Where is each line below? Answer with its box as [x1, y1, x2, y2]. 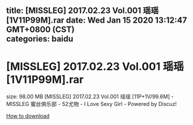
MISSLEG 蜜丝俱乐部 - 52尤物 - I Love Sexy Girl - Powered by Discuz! [6, 101, 177, 108]
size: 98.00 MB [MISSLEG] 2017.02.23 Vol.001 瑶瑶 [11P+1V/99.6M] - [6, 93, 174, 100]
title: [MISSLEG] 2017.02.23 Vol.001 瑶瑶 [6, 5, 159, 16]
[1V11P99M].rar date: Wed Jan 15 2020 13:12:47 [6, 15, 187, 26]
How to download [6, 112, 50, 120]
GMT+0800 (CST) [6, 24, 75, 35]
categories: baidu [6, 34, 73, 44]
